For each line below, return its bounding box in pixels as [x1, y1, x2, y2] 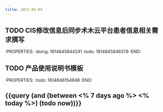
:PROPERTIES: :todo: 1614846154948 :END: [5, 77, 93, 83]
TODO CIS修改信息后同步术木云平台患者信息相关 [5, 26, 152, 35]
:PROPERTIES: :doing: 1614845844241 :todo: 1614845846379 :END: [5, 49, 141, 55]
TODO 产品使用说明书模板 [5, 64, 83, 72]
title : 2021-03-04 [5, 7, 43, 12]
